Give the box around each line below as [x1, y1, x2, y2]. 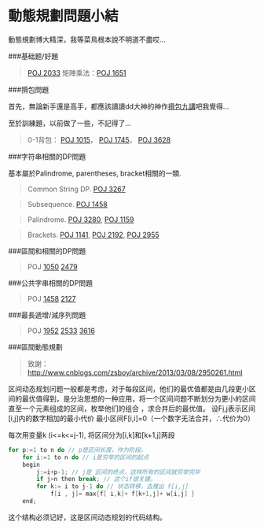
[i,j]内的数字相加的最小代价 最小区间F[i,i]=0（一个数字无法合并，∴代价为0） [8, 413, 255, 423]
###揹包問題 [8, 84, 49, 94]
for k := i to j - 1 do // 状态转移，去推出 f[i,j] [36, 483, 189, 490]
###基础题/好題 [8, 51, 59, 61]
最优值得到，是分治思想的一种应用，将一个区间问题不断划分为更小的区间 [21, 394, 256, 403]
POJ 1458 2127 [27, 294, 76, 303]
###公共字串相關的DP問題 [8, 278, 93, 287]
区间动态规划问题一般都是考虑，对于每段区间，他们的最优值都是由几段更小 [8, 383, 249, 394]
